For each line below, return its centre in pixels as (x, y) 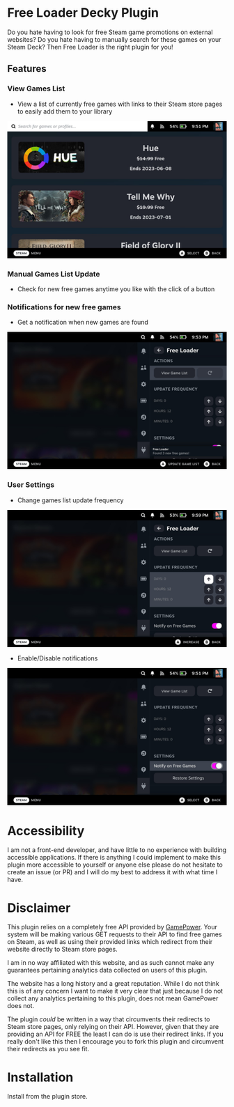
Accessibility (46, 831)
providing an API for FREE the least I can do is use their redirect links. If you (115, 1034)
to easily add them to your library (65, 111)
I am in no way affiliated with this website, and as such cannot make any (111, 963)
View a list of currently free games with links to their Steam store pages (120, 104)
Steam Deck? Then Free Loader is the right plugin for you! (90, 47)
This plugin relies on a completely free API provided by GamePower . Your (112, 927)
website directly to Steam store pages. (62, 950)
